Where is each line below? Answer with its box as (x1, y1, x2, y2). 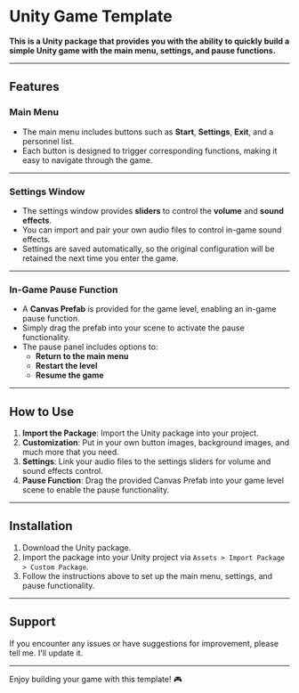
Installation (9, 518, 73, 534)
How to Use (9, 404, 75, 420)
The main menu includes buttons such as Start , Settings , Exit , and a (21, 126, 274, 137)
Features (9, 79, 60, 94)
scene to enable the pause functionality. (21, 485, 170, 495)
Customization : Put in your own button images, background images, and (21, 437, 290, 448)
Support (9, 615, 56, 630)
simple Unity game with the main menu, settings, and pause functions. (9, 45, 276, 55)
